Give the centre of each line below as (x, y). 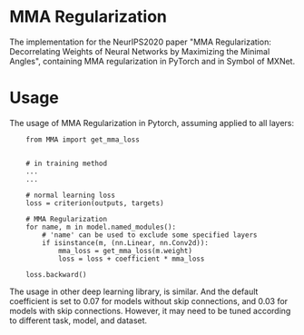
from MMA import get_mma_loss (83, 139)
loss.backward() (57, 274)
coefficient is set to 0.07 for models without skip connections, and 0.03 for (149, 301)
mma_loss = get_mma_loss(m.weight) (125, 251)
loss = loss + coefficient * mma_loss (131, 259)
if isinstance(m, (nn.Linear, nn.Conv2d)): (125, 242)
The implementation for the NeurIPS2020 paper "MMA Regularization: (141, 42)
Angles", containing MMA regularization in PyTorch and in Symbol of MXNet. (152, 61)
